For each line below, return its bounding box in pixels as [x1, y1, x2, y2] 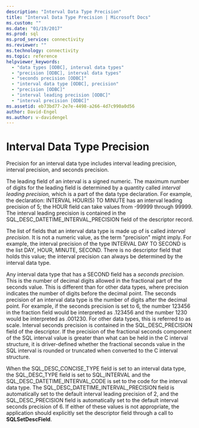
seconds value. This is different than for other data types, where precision [6, 283, 189, 291]
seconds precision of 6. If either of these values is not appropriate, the [6, 403, 180, 410]
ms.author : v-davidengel [6, 114, 68, 120]
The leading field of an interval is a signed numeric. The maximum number [6, 178, 189, 185]
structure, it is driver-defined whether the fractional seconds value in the [6, 341, 185, 348]
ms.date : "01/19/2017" [6, 25, 63, 32]
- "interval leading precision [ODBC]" [11, 92, 111, 98]
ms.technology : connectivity [6, 48, 79, 54]
